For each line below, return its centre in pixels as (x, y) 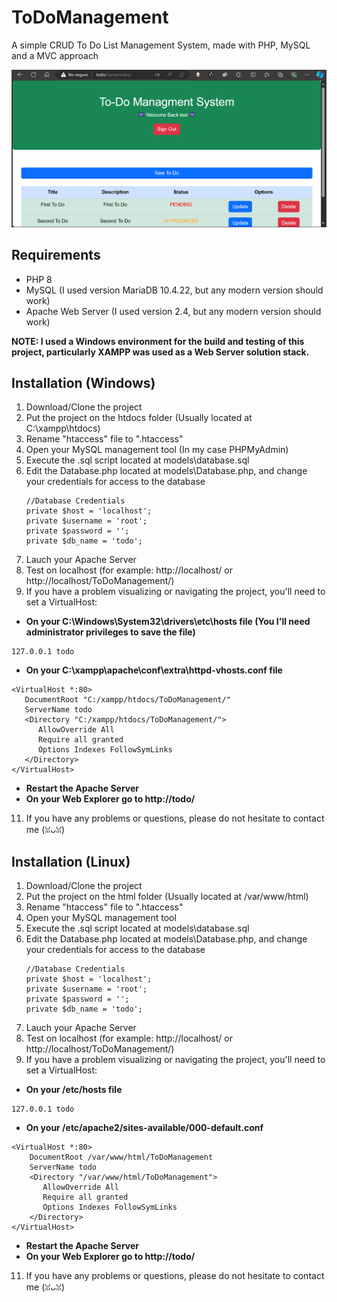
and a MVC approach (55, 55)
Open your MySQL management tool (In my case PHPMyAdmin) (157, 450)
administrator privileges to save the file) (110, 632)
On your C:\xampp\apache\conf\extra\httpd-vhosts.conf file (154, 670)
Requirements (56, 255)
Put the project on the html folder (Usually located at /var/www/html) (167, 897)
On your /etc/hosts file (74, 1090)
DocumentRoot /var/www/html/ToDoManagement (121, 1157)
